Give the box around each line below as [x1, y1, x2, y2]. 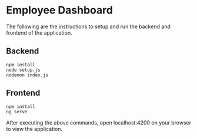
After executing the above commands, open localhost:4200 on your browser [6, 119, 192, 126]
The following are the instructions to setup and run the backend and [6, 23, 171, 30]
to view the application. [6, 125, 63, 132]
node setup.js [6, 67, 41, 73]
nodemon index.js [6, 72, 49, 78]
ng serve [6, 109, 28, 115]
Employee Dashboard [6, 4, 113, 17]
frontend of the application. [6, 29, 72, 36]
